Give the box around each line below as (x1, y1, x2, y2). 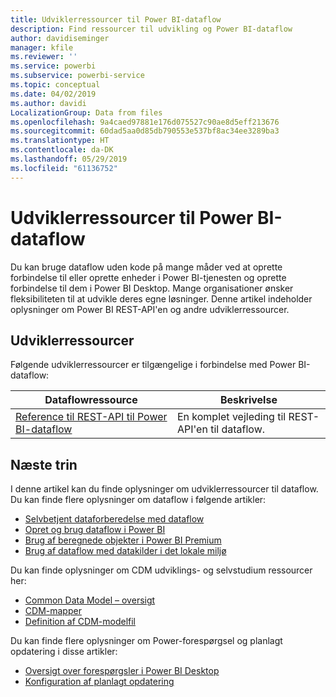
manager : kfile (10, 42, 74, 53)
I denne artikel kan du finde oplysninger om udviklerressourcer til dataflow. (10, 483, 319, 495)
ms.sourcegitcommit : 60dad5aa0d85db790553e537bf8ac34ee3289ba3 (10, 126, 280, 136)
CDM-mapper (24, 605, 82, 617)
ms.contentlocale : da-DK (10, 145, 114, 155)
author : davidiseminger (10, 33, 110, 43)
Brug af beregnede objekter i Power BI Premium (24, 534, 222, 546)
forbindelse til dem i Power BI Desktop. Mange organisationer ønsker (10, 282, 294, 294)
